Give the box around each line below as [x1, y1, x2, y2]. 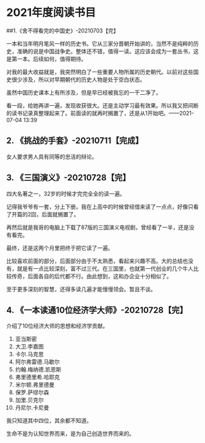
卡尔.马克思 [15, 351, 44, 358]
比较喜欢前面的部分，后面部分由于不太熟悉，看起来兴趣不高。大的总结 [6, 257, 183, 265]
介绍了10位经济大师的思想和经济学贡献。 [6, 322, 109, 330]
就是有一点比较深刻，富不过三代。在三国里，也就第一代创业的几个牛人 [16, 265, 193, 272]
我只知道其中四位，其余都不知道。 [6, 417, 92, 425]
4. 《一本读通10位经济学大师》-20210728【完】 [6, 305, 188, 315]
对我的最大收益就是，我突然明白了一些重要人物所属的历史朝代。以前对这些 [6, 68, 193, 75]
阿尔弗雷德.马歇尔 [15, 358, 60, 365]
